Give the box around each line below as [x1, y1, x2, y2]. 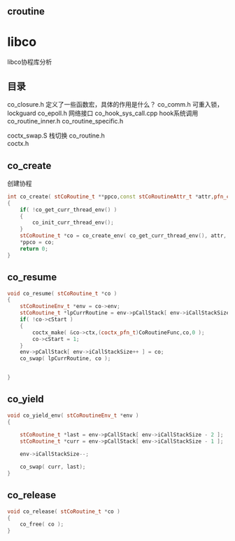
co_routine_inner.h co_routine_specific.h [7, 117, 124, 126]
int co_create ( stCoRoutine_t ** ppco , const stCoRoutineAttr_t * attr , [7, 193, 215, 200]
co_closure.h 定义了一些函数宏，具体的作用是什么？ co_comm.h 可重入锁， [7, 100, 224, 109]
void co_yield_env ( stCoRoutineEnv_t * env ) [7, 412, 139, 419]
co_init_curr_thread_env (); [32, 219, 114, 227]
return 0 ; [20, 245, 49, 252]
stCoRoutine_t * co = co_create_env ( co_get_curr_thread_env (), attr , [20, 232, 227, 239]
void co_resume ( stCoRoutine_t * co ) [7, 290, 117, 297]
